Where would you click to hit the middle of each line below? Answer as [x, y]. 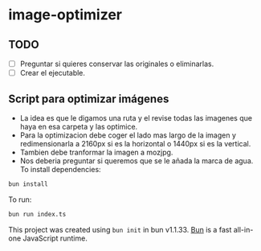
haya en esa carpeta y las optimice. [79, 126]
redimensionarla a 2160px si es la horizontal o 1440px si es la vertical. [135, 143]
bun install [28, 184]
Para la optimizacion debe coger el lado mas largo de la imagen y [128, 135]
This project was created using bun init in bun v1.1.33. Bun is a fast [120, 229]
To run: [20, 200]
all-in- [243, 229]
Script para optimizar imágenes [89, 99]
